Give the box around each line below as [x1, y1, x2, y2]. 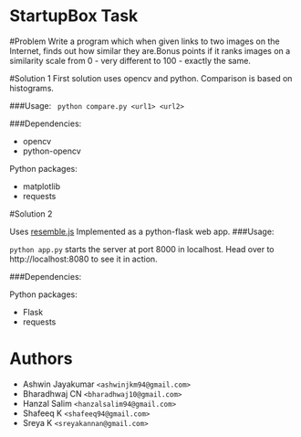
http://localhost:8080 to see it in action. [9, 253, 158, 264]
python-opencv [22, 145, 82, 156]
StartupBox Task [9, 5, 139, 27]
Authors [9, 348, 73, 369]
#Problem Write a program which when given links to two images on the [9, 36, 280, 47]
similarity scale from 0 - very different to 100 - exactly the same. [9, 55, 251, 66]
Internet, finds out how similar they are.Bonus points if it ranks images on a [9, 45, 291, 56]
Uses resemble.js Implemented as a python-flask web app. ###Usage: [9, 226, 275, 237]
